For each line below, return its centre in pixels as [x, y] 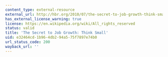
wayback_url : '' [22, 47]
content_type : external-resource [40, 10]
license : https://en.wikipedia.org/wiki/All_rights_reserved [70, 24]
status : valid [20, 28]
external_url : [20, 14]
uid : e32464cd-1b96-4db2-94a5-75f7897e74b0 [51, 38]
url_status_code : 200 [28, 42]
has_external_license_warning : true [43, 19]
